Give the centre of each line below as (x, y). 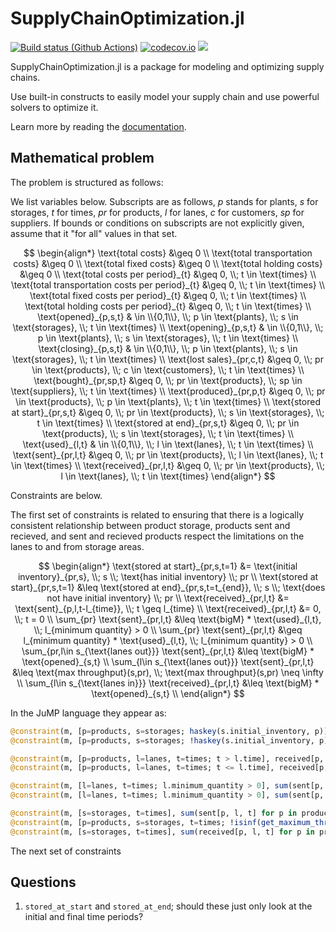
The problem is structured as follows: (87, 182)
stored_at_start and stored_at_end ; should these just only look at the (168, 906)
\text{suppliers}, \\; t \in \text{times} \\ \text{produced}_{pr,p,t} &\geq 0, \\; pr (168, 391)
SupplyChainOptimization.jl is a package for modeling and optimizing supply (167, 66)
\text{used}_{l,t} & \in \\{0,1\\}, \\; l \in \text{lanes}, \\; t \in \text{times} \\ (168, 444)
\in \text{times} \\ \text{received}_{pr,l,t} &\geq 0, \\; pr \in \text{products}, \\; (168, 465)
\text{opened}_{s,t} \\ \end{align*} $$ (168, 693)
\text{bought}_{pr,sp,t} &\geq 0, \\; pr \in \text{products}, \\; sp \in (168, 380)
